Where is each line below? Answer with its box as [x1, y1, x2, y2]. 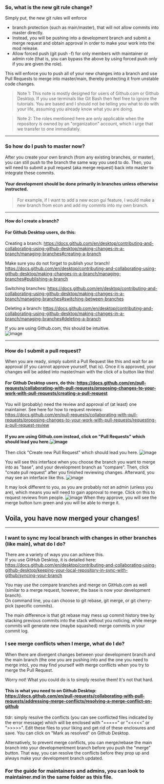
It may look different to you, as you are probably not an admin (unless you [5, 484, 154, 490]
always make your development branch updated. [5, 755, 103, 761]
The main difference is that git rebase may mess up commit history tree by [5, 612, 155, 618]
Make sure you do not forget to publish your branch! [5, 260, 110, 266]
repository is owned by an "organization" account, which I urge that [17, 121, 153, 127]
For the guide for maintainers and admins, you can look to [5, 767, 144, 774]
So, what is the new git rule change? [5, 4, 93, 11]
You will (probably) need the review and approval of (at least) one [5, 401, 137, 407]
